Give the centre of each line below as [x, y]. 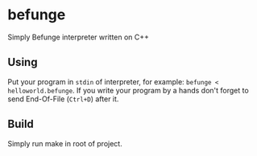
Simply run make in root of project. [65, 143]
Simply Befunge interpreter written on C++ [79, 37]
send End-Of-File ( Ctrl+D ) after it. [63, 99]
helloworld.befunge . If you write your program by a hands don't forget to [128, 90]
